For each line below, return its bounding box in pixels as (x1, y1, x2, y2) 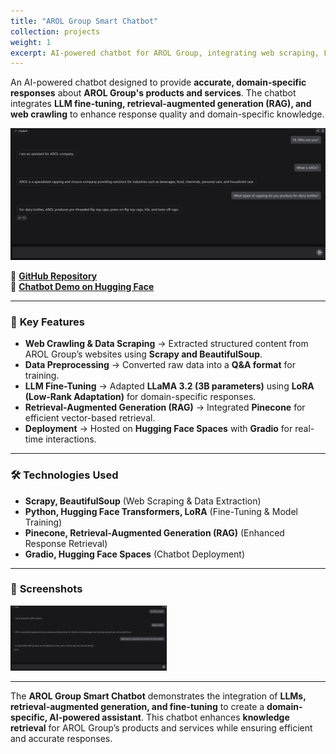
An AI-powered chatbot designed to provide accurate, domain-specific (10, 76, 307, 89)
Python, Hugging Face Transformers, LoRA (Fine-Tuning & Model (24, 505, 298, 517)
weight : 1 (10, 37, 52, 47)
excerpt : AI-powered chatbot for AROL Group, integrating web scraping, (10, 48, 320, 58)
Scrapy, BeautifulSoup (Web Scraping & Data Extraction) (24, 495, 262, 507)
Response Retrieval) (24, 537, 108, 549)
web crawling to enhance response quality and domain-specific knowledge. (10, 108, 325, 120)
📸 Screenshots (10, 582, 83, 596)
